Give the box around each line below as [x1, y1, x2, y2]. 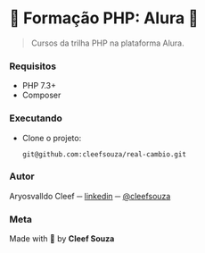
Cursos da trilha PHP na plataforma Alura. [30, 38, 184, 48]
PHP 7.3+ [21, 80, 56, 91]
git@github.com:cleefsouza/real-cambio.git [21, 149, 187, 159]
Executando [9, 112, 62, 124]
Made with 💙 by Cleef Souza [9, 233, 115, 244]
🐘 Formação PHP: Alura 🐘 [9, 8, 199, 29]
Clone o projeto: [21, 132, 82, 143]
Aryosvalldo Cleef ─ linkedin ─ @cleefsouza [9, 190, 171, 201]
